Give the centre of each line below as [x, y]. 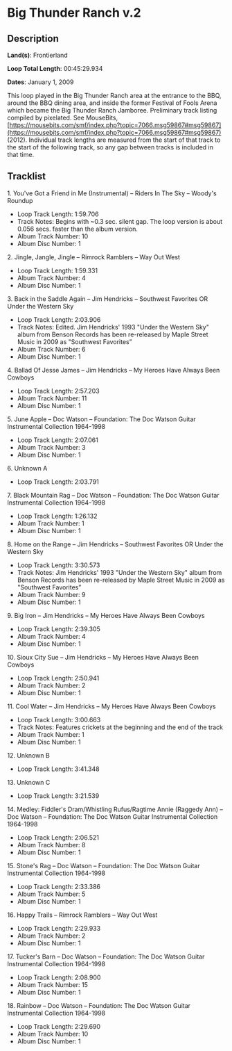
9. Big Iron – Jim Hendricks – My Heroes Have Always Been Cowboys [106, 615]
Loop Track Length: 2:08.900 [59, 977]
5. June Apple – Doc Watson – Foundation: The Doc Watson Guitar [101, 419]
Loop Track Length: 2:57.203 [58, 391]
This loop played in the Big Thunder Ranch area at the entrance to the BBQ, [114, 96]
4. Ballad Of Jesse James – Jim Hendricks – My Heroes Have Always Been [114, 370]
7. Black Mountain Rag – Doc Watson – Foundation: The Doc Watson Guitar [113, 495]
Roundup [20, 200]
